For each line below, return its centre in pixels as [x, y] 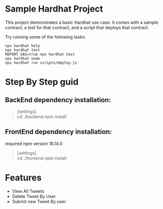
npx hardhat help [23, 46]
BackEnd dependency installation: [58, 100]
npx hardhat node [23, 58]
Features [23, 177]
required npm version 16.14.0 [34, 144]
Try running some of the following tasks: [45, 37]
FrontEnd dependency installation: [59, 132]
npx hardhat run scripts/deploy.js [41, 63]
